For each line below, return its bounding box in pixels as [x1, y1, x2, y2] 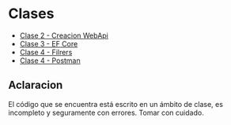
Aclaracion [8, 79, 63, 92]
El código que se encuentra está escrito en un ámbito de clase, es [8, 99, 224, 108]
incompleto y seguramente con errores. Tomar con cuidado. [8, 108, 204, 117]
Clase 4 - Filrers [19, 47, 73, 57]
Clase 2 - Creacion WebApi [19, 31, 109, 40]
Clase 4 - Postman [19, 56, 81, 65]
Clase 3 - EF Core [19, 39, 78, 48]
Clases [8, 5, 55, 23]
